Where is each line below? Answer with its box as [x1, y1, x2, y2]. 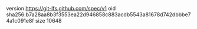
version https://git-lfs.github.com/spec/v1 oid [6, 5, 116, 12]
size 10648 [35, 17, 62, 24]
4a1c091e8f [6, 17, 34, 24]
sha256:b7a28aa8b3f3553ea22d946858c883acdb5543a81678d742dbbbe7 [6, 11, 191, 18]
